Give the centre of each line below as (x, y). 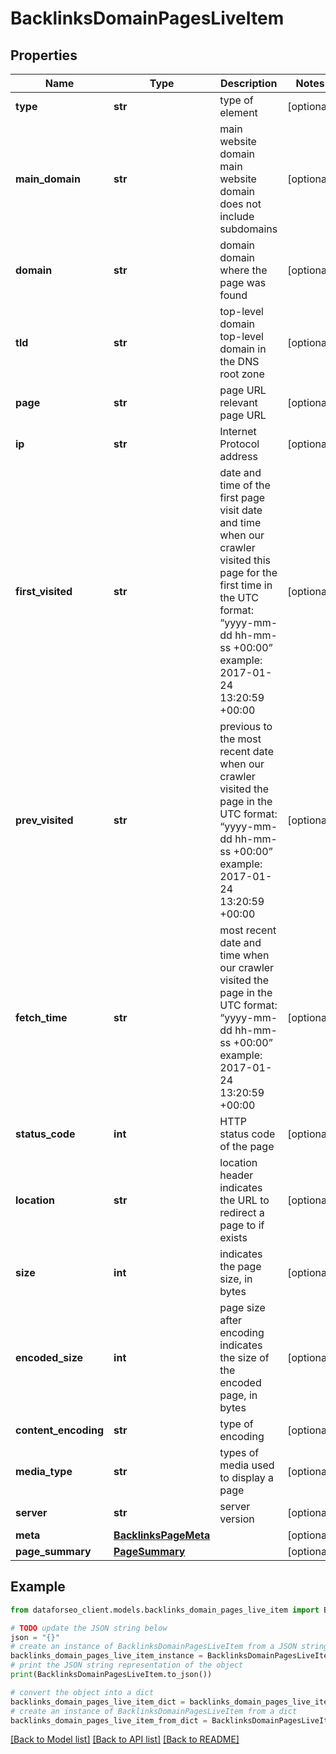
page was (243, 282)
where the (243, 270)
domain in (243, 349)
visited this (245, 560)
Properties (44, 55)
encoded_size (49, 1357)
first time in (246, 585)
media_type (44, 1471)
